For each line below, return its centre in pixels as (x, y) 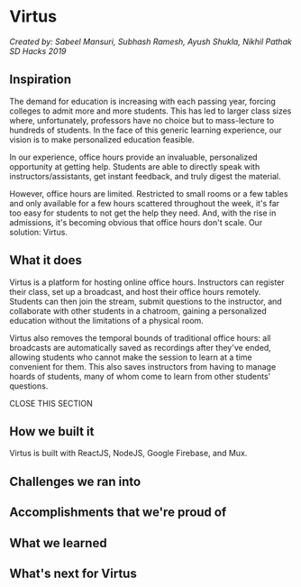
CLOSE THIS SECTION (51, 403)
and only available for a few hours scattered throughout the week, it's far (145, 203)
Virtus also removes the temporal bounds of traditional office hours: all (140, 338)
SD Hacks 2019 (38, 50)
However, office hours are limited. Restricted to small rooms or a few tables (149, 193)
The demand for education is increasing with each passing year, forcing (143, 101)
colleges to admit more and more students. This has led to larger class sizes (150, 111)
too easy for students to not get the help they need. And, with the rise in (143, 213)
